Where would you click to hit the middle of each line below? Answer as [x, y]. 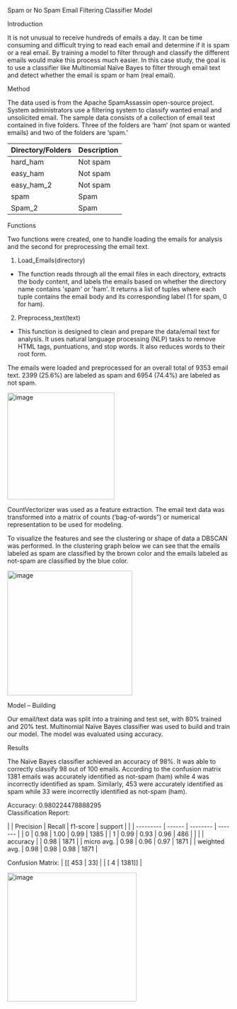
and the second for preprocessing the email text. [79, 246]
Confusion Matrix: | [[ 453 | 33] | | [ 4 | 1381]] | [75, 863]
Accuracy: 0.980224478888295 [54, 805]
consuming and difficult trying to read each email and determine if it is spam [118, 45]
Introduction [25, 24]
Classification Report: [39, 813]
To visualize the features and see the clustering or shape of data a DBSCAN [117, 538]
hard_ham [28, 162]
